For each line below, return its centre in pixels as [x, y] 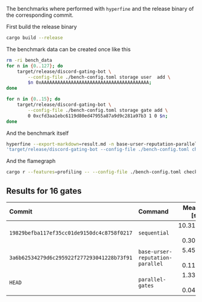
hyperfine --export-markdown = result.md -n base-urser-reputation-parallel [102, 144]
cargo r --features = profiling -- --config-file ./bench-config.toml [94, 172]
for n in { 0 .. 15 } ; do [33, 99]
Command [153, 211]
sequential [154, 233]
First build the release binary [41, 27]
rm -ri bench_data [29, 60]
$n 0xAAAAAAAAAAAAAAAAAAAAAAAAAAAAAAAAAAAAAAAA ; [90, 83]
